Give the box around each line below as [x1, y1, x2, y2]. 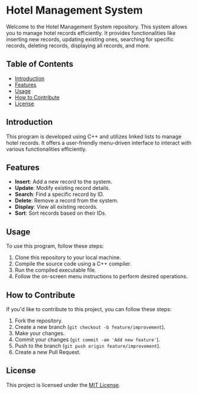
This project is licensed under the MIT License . [6, 381, 121, 388]
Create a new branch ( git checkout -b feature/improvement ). [14, 324, 166, 330]
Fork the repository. [14, 317, 63, 324]
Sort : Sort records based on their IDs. [14, 209, 106, 217]
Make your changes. [14, 330, 65, 337]
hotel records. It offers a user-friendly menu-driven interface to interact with [6, 139, 192, 146]
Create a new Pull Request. [14, 348, 81, 356]
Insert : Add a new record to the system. [14, 178, 112, 185]
